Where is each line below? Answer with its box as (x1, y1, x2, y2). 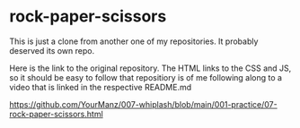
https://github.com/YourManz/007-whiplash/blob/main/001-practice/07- (9, 98, 278, 109)
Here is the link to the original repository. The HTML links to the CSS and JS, (9, 63, 292, 73)
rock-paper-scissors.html (9, 108, 103, 119)
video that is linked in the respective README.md (9, 81, 192, 92)
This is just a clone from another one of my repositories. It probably (9, 36, 259, 47)
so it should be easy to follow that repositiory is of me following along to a (9, 72, 283, 82)
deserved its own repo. (9, 45, 95, 55)
